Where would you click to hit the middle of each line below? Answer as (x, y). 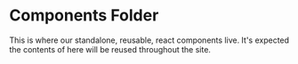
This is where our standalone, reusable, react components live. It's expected (149, 40)
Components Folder (84, 16)
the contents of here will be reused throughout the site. (110, 49)
